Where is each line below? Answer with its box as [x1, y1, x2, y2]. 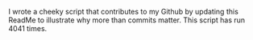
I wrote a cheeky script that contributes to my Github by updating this [8, 7, 239, 16]
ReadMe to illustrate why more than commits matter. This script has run [8, 15, 246, 25]
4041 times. [8, 24, 48, 33]
